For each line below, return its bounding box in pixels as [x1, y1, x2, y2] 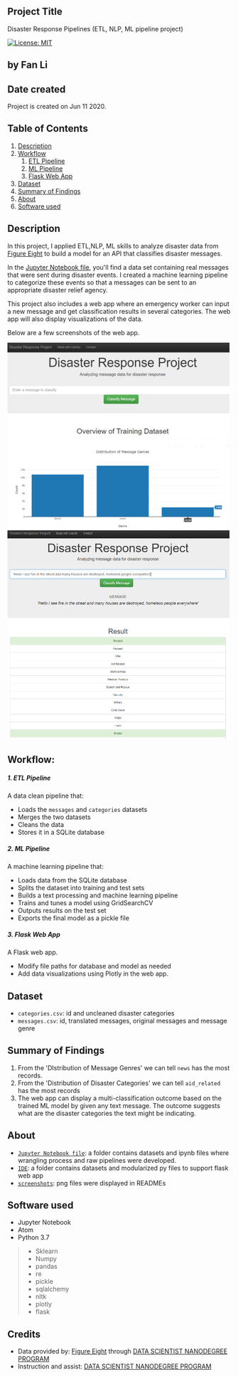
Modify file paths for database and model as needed [17, 962, 172, 971]
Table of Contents [7, 122, 89, 134]
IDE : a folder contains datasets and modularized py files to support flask [17, 1164, 229, 1172]
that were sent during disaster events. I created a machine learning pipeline [7, 270, 229, 279]
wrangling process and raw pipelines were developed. [17, 1156, 176, 1164]
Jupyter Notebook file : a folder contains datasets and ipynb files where [17, 1149, 229, 1157]
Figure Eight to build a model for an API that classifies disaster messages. [7, 249, 222, 258]
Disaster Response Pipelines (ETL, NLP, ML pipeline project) [7, 24, 183, 33]
